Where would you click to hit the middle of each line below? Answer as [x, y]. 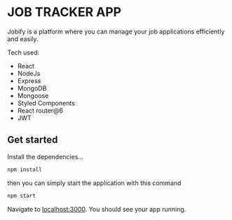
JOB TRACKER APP [64, 12]
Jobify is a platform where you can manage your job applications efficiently [116, 31]
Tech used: [23, 52]
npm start [22, 196]
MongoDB [32, 88]
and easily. [23, 38]
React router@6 [40, 110]
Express [29, 80]
